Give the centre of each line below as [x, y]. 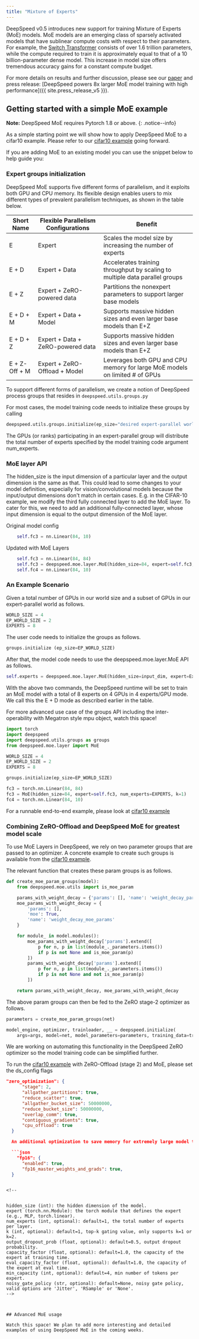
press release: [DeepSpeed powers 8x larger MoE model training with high [97, 84]
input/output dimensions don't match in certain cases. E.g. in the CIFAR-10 [97, 495]
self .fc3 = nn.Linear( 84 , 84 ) [54, 558]
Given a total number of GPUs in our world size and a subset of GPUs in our [98, 598]
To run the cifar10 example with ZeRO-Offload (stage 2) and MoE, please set [99, 1064]
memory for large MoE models [145, 367]
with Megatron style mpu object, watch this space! [95, 718]
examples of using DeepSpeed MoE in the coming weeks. [75, 1330]
